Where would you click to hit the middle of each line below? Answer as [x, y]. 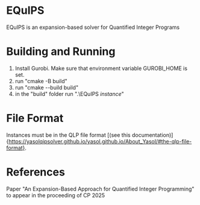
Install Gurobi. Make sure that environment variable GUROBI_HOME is [101, 68]
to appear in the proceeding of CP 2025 [56, 195]
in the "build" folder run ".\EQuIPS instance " [70, 93]
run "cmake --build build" [47, 87]
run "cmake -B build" [41, 81]
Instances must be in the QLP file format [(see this [68, 135]
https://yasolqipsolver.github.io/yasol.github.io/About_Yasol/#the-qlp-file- [100, 141]
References [36, 172]
